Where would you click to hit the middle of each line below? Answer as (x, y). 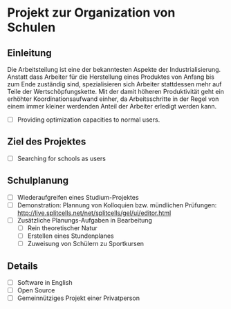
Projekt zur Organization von (91, 13)
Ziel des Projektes (47, 142)
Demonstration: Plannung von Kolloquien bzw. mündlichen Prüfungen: (117, 205)
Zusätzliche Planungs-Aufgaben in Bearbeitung (84, 220)
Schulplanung (38, 181)
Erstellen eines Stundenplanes (71, 236)
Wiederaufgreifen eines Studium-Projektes (78, 197)
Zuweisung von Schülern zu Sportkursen (85, 244)
